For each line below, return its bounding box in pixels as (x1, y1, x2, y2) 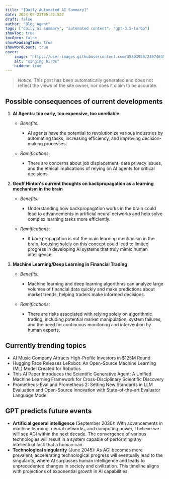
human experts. (27, 327, 60, 333)
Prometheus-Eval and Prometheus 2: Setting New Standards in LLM (12, 381, 153, 388)
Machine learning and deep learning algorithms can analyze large (27, 280, 163, 286)
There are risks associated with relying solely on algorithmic (27, 311, 152, 317)
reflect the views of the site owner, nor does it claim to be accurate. (17, 82, 157, 88)
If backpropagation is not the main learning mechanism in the (27, 235, 155, 241)
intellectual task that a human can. (12, 441, 84, 447)
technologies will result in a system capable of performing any (12, 436, 142, 442)
